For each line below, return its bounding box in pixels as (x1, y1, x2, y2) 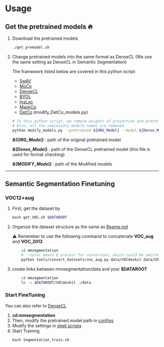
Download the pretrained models (12, 35, 79, 41)
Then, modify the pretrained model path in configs (12, 317, 114, 323)
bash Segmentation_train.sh (12, 337, 69, 342)
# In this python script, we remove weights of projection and (12, 119, 144, 124)
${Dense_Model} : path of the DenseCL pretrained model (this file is (12, 146, 150, 152)
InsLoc (19, 99, 33, 104)
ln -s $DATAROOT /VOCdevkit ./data (21, 280, 91, 285)
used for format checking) (12, 151, 65, 157)
